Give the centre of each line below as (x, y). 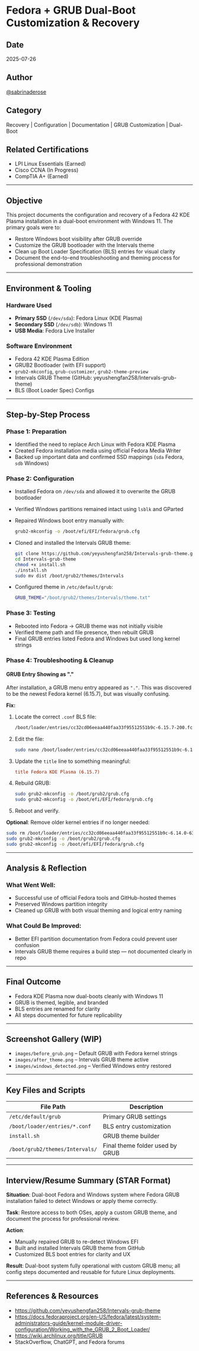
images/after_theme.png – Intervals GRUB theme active (82, 1060)
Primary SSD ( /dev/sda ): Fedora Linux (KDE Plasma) (78, 318)
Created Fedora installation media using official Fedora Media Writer (98, 450)
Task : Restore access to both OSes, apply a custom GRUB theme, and (92, 1212)
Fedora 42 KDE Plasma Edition (52, 359)
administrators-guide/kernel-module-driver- (68, 1323)
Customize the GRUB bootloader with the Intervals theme (84, 245)
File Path (53, 1107)
